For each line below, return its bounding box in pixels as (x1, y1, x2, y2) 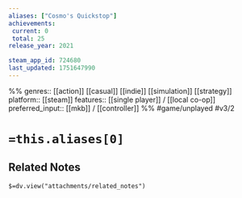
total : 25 (11, 34, 45, 43)
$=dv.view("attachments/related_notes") (8, 182, 147, 190)
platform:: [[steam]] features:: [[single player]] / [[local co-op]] (8, 95, 216, 104)
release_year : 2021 (8, 42, 74, 50)
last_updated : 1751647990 (8, 64, 95, 73)
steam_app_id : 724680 (8, 57, 81, 65)
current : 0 (11, 27, 48, 35)
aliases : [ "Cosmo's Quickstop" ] (8, 11, 117, 20)
